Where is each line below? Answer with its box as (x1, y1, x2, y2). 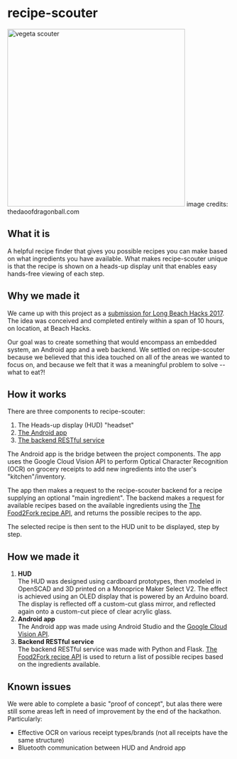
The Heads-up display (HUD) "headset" (17, 421, 135, 430)
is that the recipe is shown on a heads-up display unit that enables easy (7, 261, 218, 271)
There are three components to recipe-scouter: (7, 407, 145, 416)
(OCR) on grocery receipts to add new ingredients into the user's (7, 465, 197, 474)
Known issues (7, 680, 72, 693)
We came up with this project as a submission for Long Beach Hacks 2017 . (7, 309, 225, 317)
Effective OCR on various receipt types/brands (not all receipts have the (17, 728, 228, 736)
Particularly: (7, 715, 43, 723)
